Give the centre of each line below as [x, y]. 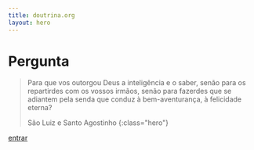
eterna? [40, 108]
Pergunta [39, 61]
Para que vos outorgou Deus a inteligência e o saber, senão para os [136, 83]
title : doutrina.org [42, 15]
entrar [18, 138]
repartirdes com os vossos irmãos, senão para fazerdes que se [129, 91]
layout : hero [29, 23]
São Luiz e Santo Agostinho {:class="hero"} [98, 123]
